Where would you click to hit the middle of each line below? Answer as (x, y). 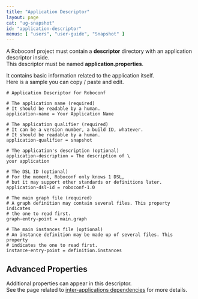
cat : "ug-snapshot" (31, 23)
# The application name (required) (51, 104)
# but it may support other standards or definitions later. (84, 183)
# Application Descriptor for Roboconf (56, 93)
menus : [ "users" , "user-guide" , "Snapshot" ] (65, 34)
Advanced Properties (47, 269)
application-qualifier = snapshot (49, 140)
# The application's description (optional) (63, 151)
